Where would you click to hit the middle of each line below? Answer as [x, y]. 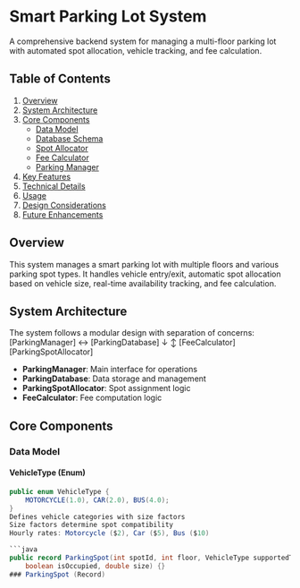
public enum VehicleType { [59, 491]
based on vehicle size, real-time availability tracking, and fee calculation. [143, 283]
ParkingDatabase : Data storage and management [114, 379]
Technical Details [54, 186]
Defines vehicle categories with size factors [97, 516]
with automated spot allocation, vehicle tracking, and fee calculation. [136, 50]
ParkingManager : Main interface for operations [110, 370]
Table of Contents [60, 79]
